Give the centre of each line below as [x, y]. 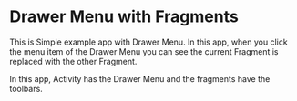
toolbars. [26, 88]
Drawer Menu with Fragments [124, 17]
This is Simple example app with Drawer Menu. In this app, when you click [149, 42]
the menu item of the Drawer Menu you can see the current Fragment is [144, 51]
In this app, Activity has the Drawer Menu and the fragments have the [140, 78]
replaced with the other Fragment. [73, 61]
